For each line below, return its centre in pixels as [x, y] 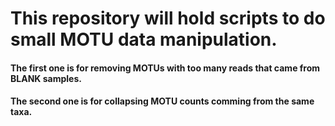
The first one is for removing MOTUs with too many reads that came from [165, 68]
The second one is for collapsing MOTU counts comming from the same [162, 101]
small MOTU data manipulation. [144, 39]
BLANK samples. [46, 78]
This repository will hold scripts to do [168, 18]
